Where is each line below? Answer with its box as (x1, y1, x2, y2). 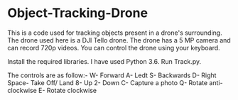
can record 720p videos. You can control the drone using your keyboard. (7, 43, 220, 52)
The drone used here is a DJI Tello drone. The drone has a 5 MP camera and (7, 35, 231, 44)
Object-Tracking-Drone (7, 5, 148, 21)
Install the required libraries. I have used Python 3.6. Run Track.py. (7, 57, 202, 65)
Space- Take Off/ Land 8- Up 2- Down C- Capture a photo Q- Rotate (7, 78, 208, 87)
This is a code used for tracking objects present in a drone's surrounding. (7, 28, 222, 37)
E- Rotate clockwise (38, 86, 97, 94)
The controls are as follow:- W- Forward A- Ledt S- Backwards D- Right (7, 71, 217, 79)
